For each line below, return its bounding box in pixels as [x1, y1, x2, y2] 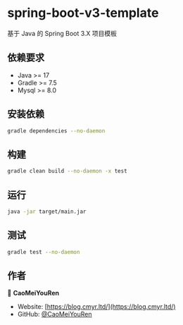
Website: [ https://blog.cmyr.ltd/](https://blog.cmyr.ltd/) [17, 302, 176, 311]
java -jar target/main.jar [7, 208, 87, 215]
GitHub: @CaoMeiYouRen [17, 310, 92, 319]
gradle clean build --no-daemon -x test [7, 168, 128, 175]
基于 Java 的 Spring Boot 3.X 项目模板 [7, 29, 118, 37]
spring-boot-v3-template [7, 5, 159, 21]
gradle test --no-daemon [7, 248, 80, 255]
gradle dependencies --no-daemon [7, 127, 106, 135]
